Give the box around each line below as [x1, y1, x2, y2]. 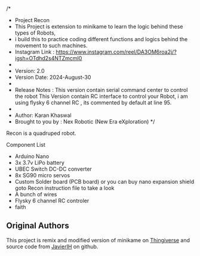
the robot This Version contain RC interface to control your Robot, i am [14, 92, 188, 100]
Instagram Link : [14, 48, 55, 55]
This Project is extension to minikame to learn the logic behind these [14, 23, 183, 30]
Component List [6, 141, 46, 148]
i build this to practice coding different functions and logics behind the [14, 36, 188, 42]
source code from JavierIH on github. [6, 243, 99, 250]
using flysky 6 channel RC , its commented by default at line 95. [14, 99, 172, 106]
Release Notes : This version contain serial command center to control [14, 87, 188, 93]
